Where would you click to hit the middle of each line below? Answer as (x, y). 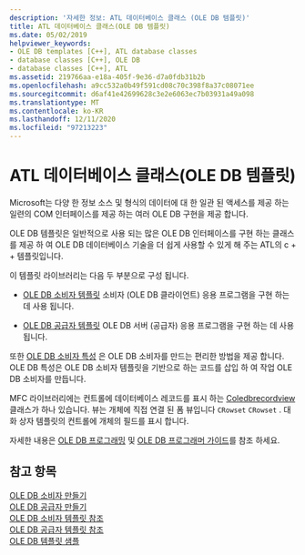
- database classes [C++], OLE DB (75, 60)
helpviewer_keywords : (51, 43)
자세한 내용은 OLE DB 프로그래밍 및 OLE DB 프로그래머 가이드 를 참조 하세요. (145, 440)
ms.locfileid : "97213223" (58, 128)
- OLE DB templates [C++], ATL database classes (103, 52)
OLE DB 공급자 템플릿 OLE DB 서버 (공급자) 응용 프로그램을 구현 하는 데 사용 (158, 325)
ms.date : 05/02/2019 (49, 35)
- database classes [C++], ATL (69, 69)
